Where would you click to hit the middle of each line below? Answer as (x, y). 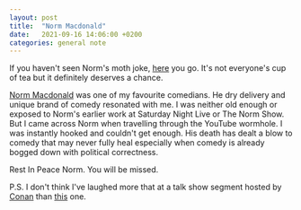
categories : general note (58, 43)
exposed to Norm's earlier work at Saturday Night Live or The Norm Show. (147, 114)
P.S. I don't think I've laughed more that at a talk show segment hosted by (146, 187)
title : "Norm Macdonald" (58, 26)
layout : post (34, 17)
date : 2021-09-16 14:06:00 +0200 (76, 34)
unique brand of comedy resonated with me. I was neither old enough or (143, 105)
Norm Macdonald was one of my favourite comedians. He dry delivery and (147, 95)
